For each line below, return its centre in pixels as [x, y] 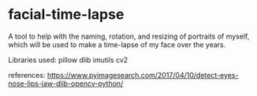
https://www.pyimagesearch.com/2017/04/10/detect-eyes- [143, 75]
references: [27, 75]
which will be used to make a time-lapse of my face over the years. [117, 44]
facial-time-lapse [66, 15]
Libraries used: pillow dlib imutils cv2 [68, 60]
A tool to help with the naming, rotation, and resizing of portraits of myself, [129, 36]
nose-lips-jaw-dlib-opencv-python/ [66, 83]
